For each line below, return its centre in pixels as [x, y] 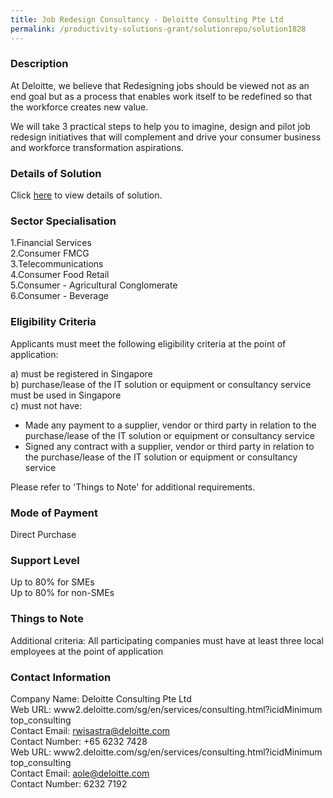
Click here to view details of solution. [86, 195]
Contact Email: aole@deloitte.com [80, 773]
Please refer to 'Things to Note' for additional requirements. [133, 487]
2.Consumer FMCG [50, 253]
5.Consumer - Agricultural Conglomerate [94, 285]
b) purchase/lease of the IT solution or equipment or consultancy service [161, 384]
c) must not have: [46, 405]
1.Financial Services [51, 243]
